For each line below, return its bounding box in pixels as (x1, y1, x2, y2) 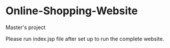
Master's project (5, 24, 46, 31)
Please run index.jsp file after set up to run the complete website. (5, 35, 165, 42)
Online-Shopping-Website (5, 4, 138, 18)
